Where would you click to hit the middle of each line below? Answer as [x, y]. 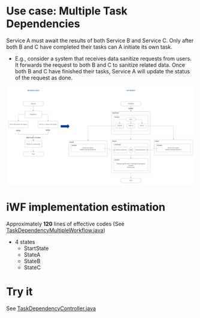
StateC [32, 267]
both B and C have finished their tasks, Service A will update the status [102, 71]
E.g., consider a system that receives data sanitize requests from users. [103, 58]
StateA [32, 254]
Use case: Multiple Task [67, 11]
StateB [32, 261]
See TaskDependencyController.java [51, 308]
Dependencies [43, 24]
